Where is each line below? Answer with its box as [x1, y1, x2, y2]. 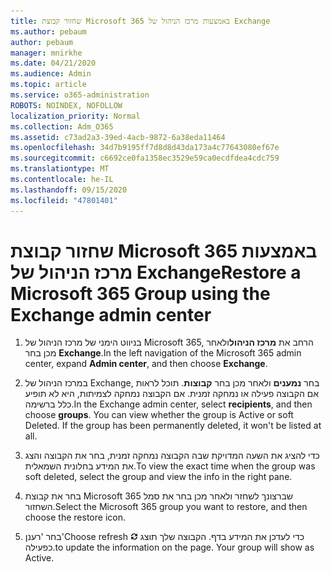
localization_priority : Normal [10, 111, 141, 121]
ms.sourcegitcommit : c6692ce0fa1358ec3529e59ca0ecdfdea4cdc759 [10, 153, 280, 164]
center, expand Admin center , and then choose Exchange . [24, 358, 268, 370]
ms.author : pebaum [10, 26, 87, 37]
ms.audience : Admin [10, 69, 92, 79]
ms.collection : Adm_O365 [10, 121, 114, 132]
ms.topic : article [10, 80, 87, 90]
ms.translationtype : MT [10, 164, 110, 174]
